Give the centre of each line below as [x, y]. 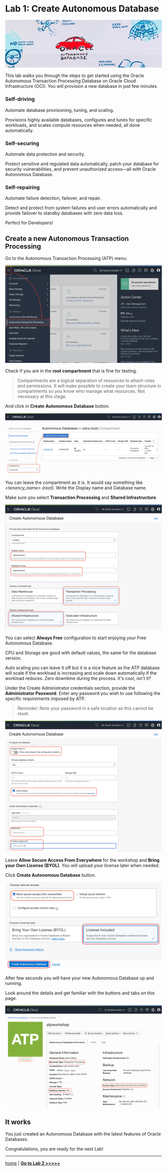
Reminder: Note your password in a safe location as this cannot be [85, 708]
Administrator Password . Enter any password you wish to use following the [83, 693]
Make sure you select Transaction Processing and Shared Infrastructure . [81, 497]
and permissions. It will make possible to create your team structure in [89, 386]
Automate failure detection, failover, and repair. [53, 198]
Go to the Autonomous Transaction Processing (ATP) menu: [66, 258]
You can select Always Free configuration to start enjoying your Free [76, 638]
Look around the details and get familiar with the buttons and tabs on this [80, 993]
